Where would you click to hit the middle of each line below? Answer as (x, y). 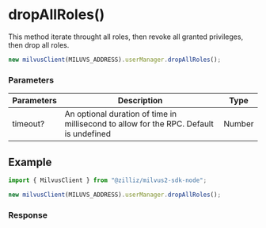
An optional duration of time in (120, 114)
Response (28, 214)
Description (140, 101)
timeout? (28, 124)
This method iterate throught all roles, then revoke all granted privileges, (126, 37)
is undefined (87, 134)
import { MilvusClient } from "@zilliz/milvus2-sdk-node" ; (108, 180)
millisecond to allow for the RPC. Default (139, 124)
